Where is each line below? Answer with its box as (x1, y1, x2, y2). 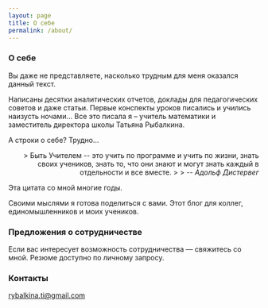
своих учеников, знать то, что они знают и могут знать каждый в (37, 159, 259, 168)
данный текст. (8, 79, 56, 88)
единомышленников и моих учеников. (8, 206, 139, 216)
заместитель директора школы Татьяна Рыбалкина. (8, 120, 185, 129)
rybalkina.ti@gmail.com (8, 291, 86, 300)
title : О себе (8, 19, 56, 27)
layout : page (8, 11, 52, 20)
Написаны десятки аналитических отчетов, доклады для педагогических (8, 94, 258, 104)
